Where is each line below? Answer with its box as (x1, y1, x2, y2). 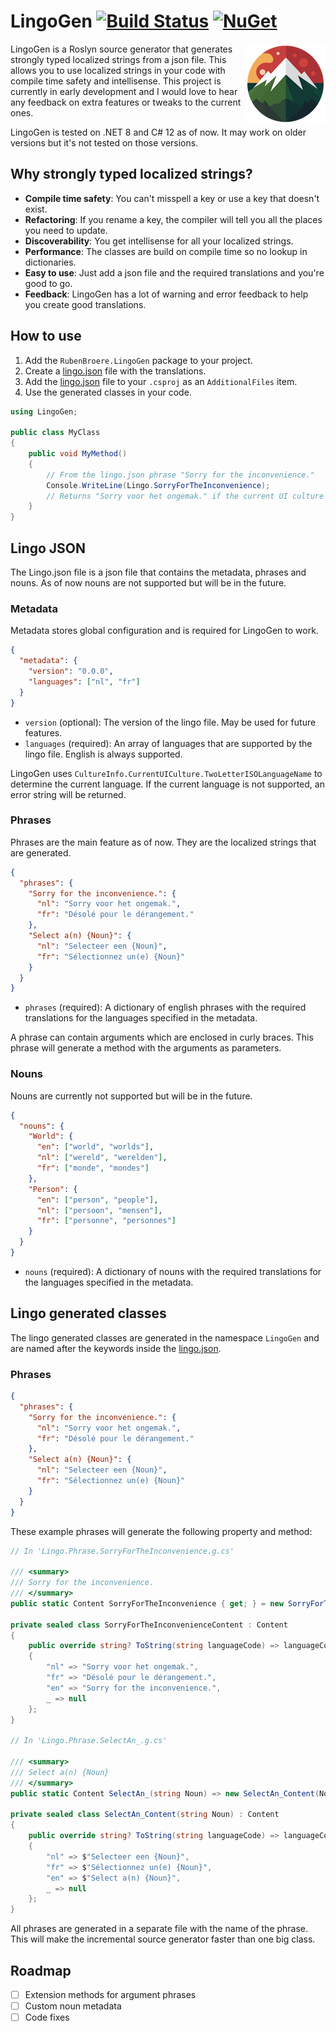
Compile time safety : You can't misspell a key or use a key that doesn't (24, 192, 320, 204)
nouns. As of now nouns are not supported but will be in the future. (10, 577, 287, 589)
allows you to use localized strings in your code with (10, 64, 226, 76)
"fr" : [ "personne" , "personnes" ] (36, 1216, 177, 1226)
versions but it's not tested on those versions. (10, 136, 199, 149)
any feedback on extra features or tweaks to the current (10, 96, 242, 108)
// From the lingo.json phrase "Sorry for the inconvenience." (46, 470, 315, 480)
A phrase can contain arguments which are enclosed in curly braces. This (10, 1031, 314, 1044)
